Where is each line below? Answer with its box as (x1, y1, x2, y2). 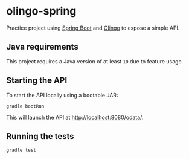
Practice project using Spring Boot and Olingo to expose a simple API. (6, 24, 180, 31)
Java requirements (6, 42, 78, 52)
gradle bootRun (6, 103, 45, 109)
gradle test (6, 147, 36, 154)
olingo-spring (6, 4, 77, 18)
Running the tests (6, 131, 74, 141)
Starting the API (6, 76, 68, 86)
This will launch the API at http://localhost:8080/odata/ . (6, 114, 144, 121)
